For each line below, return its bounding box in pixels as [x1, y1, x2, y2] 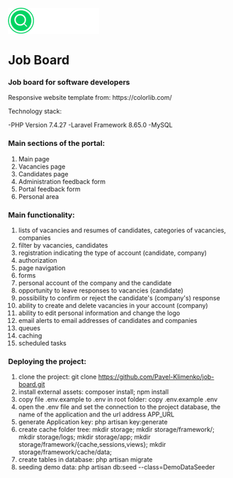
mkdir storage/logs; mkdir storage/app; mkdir [18, 433, 151, 441]
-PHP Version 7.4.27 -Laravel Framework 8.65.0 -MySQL [8, 121, 173, 130]
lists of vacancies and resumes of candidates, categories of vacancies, [18, 226, 226, 234]
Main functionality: [8, 210, 75, 220]
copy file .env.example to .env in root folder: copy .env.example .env [18, 395, 218, 404]
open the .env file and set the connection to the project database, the [18, 403, 221, 411]
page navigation [18, 263, 66, 273]
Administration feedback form [18, 177, 106, 186]
